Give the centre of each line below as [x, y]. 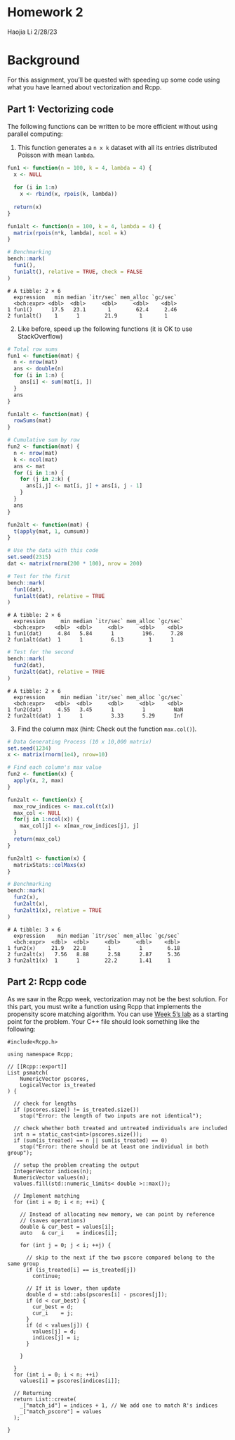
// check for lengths [45, 1103]
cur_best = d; [53, 1307]
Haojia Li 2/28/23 [32, 32]
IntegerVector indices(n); [53, 1171]
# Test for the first [39, 576]
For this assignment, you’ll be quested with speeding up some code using [114, 80]
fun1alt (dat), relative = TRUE [59, 596]
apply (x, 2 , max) [39, 781]
